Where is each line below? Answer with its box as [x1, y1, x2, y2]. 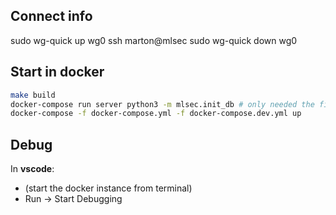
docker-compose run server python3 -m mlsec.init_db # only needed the [10, 99, 315, 109]
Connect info [10, 8, 93, 25]
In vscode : [10, 163, 55, 175]
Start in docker [10, 64, 105, 81]
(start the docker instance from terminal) [24, 182, 193, 194]
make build [10, 90, 56, 100]
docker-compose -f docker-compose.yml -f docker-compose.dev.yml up [10, 109, 302, 119]
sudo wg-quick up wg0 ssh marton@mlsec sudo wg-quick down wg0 [10, 34, 298, 46]
